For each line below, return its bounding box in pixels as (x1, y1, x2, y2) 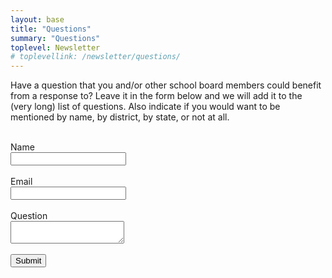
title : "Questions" (10, 24, 92, 34)
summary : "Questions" (10, 33, 101, 43)
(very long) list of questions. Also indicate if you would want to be (10, 101, 281, 113)
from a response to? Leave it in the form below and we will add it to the (10, 90, 303, 102)
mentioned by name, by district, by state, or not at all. (10, 111, 230, 123)
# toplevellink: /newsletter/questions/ (10, 52, 182, 62)
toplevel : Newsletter (10, 42, 101, 53)
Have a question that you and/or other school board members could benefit (10, 79, 322, 91)
